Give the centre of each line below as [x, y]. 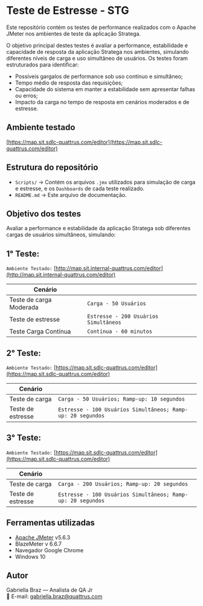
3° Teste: [24, 438]
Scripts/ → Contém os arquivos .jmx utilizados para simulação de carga [105, 182]
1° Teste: [23, 253]
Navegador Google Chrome [49, 550]
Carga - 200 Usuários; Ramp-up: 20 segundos [123, 484]
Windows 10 [30, 556]
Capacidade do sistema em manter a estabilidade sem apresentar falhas [105, 89]
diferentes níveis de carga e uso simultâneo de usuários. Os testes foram [97, 58]
